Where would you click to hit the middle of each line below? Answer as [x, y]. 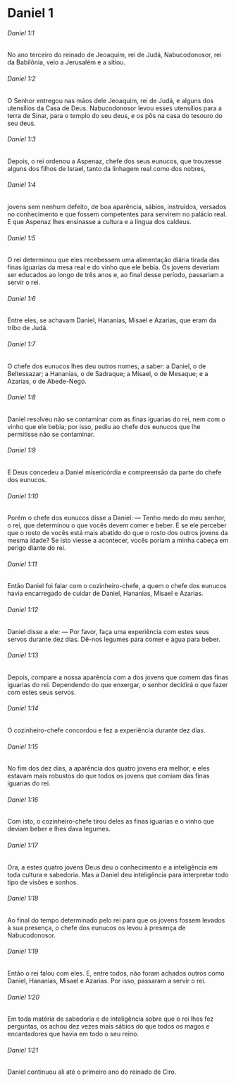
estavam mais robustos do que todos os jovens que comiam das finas [108, 776]
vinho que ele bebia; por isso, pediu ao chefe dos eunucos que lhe [104, 426]
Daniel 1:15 [23, 747]
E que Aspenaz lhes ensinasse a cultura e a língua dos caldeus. [99, 222]
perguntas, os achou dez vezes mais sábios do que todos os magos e [108, 1026]
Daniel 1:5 [21, 238]
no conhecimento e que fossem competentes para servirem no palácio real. [117, 214]
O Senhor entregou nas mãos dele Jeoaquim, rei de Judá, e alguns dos [110, 100]
